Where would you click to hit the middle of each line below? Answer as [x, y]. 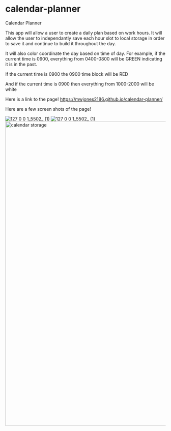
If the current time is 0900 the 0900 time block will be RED [67, 74]
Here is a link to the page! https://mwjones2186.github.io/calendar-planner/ [84, 99]
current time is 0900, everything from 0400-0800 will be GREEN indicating [84, 58]
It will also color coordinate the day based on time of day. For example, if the [85, 53]
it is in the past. [21, 64]
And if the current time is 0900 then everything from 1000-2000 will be [80, 84]
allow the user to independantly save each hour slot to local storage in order [85, 38]
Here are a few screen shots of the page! [48, 109]
